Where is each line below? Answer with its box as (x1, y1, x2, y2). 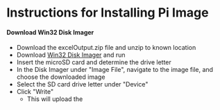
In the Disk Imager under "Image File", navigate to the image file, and (16, 66, 213, 74)
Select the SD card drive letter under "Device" (16, 80, 149, 89)
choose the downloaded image (16, 73, 105, 81)
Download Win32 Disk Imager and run (16, 51, 126, 59)
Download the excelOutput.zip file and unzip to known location (16, 44, 196, 52)
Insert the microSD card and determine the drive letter (16, 58, 171, 66)
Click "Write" (16, 88, 53, 96)
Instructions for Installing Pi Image (6, 5, 209, 21)
